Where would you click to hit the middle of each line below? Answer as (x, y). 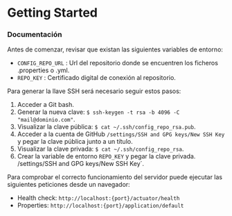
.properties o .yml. (43, 70)
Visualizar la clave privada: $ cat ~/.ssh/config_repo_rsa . (100, 149)
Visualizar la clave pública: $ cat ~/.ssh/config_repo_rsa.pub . (106, 127)
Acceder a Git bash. (45, 105)
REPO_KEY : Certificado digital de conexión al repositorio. (97, 78)
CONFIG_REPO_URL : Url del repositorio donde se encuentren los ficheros (117, 63)
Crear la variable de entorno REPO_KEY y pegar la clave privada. (106, 156)
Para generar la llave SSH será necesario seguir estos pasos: (94, 91)
